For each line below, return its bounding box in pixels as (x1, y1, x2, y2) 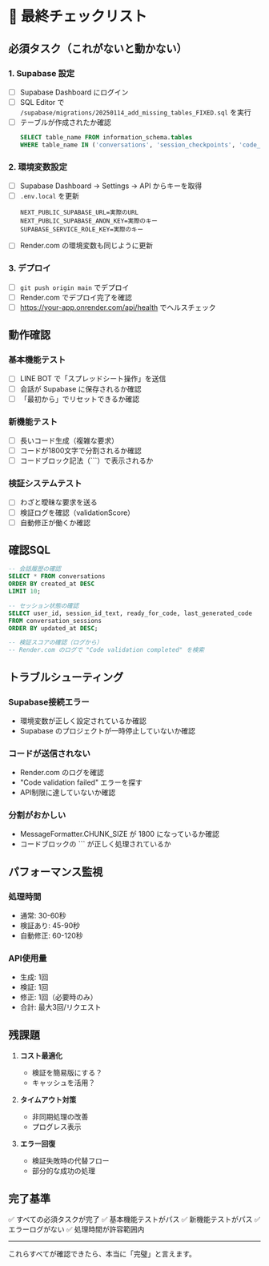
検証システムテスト (8, 478, 82, 489)
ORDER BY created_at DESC (8, 580, 94, 589)
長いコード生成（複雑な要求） (19, 436, 118, 445)
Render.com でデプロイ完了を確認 (19, 292, 132, 302)
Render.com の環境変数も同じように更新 (19, 241, 154, 251)
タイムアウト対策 (19, 1095, 77, 1105)
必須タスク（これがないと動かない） (8, 42, 187, 55)
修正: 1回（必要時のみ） (19, 992, 98, 1002)
